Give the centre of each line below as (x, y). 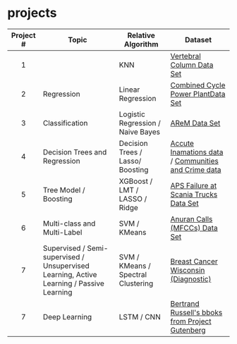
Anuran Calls (192, 219)
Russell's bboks (196, 312)
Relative (141, 35)
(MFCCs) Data (194, 228)
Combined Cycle (198, 85)
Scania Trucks (194, 194)
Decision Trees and (75, 152)
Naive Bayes (140, 132)
